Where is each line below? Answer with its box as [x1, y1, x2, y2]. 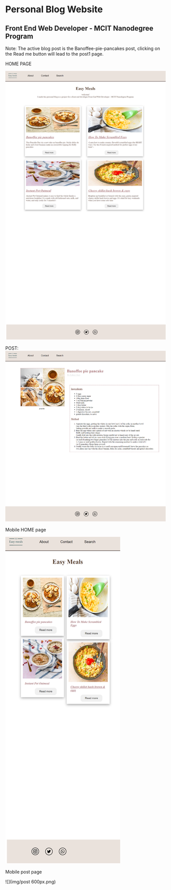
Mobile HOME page [5, 526, 46, 533]
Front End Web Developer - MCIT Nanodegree [5, 24, 154, 33]
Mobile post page [5, 869, 42, 875]
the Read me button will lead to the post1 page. [5, 51, 104, 57]
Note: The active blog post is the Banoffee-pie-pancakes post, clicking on [5, 45, 160, 52]
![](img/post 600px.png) [5, 878, 56, 884]
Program [5, 32, 34, 40]
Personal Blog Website [5, 4, 103, 15]
